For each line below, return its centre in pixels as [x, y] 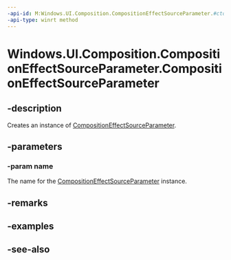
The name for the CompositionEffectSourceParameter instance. [97, 181]
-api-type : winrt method [43, 20]
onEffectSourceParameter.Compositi [114, 68]
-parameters [35, 146]
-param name [30, 166]
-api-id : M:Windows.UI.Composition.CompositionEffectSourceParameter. [110, 13]
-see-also [29, 249]
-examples [31, 226]
